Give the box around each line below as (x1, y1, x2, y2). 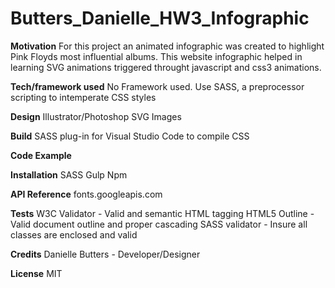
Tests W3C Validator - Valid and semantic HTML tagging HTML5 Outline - (10, 207, 315, 219)
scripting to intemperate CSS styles (10, 91, 157, 103)
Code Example (10, 149, 72, 161)
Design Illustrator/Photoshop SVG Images (10, 110, 182, 122)
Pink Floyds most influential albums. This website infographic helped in (10, 50, 303, 62)
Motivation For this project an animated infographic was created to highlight (10, 40, 325, 52)
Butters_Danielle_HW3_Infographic (10, 7, 310, 30)
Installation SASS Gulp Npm (10, 168, 128, 181)
